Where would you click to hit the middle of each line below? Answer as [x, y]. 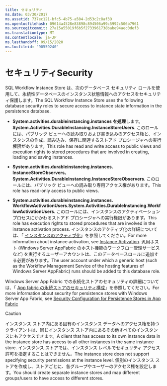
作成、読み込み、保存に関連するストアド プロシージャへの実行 [98, 140]
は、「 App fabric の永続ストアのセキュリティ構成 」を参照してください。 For [82, 288]
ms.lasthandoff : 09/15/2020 [34, 42]
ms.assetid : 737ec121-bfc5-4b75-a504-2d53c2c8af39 [59, 19]
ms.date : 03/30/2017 [27, 14]
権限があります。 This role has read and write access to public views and [86, 146]
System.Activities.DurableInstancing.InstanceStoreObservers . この [84, 179]
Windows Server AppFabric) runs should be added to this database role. [86, 271]
